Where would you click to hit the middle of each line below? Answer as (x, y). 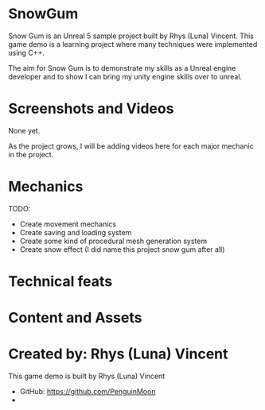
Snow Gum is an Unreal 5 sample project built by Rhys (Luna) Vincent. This (131, 36)
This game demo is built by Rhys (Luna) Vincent (87, 376)
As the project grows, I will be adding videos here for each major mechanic (131, 146)
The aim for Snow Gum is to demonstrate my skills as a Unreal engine (122, 68)
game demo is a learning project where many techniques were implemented (133, 44)
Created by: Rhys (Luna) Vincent (118, 354)
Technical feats (60, 281)
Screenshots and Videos (91, 109)
